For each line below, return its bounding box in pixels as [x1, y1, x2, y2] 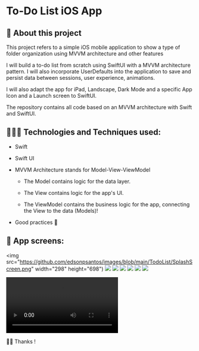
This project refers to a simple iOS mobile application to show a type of [6, 44, 181, 51]
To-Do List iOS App [6, 4, 102, 18]
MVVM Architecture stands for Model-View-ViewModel [14, 166, 151, 173]
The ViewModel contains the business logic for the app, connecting [23, 201, 190, 208]
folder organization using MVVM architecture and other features [6, 50, 164, 57]
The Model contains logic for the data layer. [23, 178, 131, 185]
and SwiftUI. [6, 110, 36, 117]
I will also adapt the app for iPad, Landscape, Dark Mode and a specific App [6, 86, 192, 93]
